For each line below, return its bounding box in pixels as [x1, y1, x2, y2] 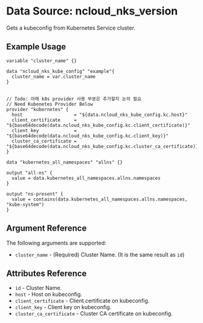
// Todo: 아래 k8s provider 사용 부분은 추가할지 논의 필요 [6, 95, 142, 102]
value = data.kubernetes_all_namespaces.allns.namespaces [11, 175, 161, 181]
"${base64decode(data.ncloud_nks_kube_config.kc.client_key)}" [6, 133, 169, 139]
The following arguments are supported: [6, 239, 107, 246]
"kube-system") [6, 201, 45, 208]
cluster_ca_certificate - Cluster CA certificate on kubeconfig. [14, 310, 173, 318]
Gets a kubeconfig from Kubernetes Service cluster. [6, 24, 136, 31]
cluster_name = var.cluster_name [11, 74, 96, 80]
